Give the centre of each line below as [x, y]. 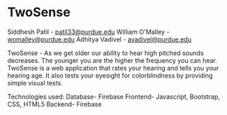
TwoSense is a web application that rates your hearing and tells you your [113, 68]
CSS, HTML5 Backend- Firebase [55, 104]
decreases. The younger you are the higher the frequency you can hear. [112, 60]
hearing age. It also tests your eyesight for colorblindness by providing [110, 75]
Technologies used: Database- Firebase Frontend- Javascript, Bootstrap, [114, 97]
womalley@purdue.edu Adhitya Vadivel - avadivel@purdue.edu [100, 39]
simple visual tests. [35, 83]
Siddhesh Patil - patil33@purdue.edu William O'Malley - [88, 32]
